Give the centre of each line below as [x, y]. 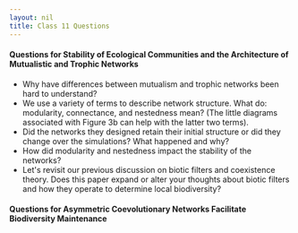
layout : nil [31, 17]
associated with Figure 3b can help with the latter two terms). [135, 122]
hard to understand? [60, 93]
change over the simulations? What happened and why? [126, 141]
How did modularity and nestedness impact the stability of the [137, 151]
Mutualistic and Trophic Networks [74, 65]
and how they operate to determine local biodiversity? [122, 188]
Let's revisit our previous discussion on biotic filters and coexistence [149, 169]
